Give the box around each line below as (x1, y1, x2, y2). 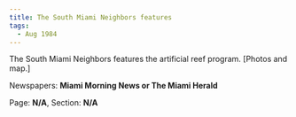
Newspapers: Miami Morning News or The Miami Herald (9, 81, 219, 91)
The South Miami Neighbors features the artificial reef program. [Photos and (9, 54, 288, 65)
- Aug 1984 (17, 29, 58, 38)
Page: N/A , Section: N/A (9, 97, 98, 108)
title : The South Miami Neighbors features (9, 12, 173, 22)
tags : (9, 21, 29, 30)
